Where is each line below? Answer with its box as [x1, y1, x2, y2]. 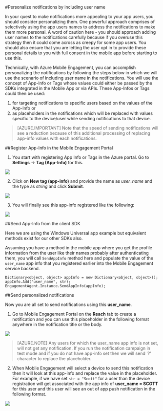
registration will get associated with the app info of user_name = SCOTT [12, 381, 159, 387]
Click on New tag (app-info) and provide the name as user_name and [12, 178, 153, 184]
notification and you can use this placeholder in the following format [12, 316, 149, 322]
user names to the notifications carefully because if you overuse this [5, 34, 143, 40]
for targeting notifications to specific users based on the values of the [12, 100, 153, 106]
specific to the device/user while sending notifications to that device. [12, 116, 151, 121]
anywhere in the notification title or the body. [12, 322, 102, 327]
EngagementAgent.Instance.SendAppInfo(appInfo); [5, 283, 106, 288]
